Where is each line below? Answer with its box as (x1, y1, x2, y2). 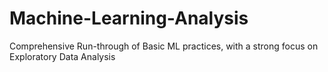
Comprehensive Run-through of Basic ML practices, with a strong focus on (9, 40, 319, 52)
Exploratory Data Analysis (9, 50, 116, 62)
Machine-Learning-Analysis (9, 7, 249, 30)
